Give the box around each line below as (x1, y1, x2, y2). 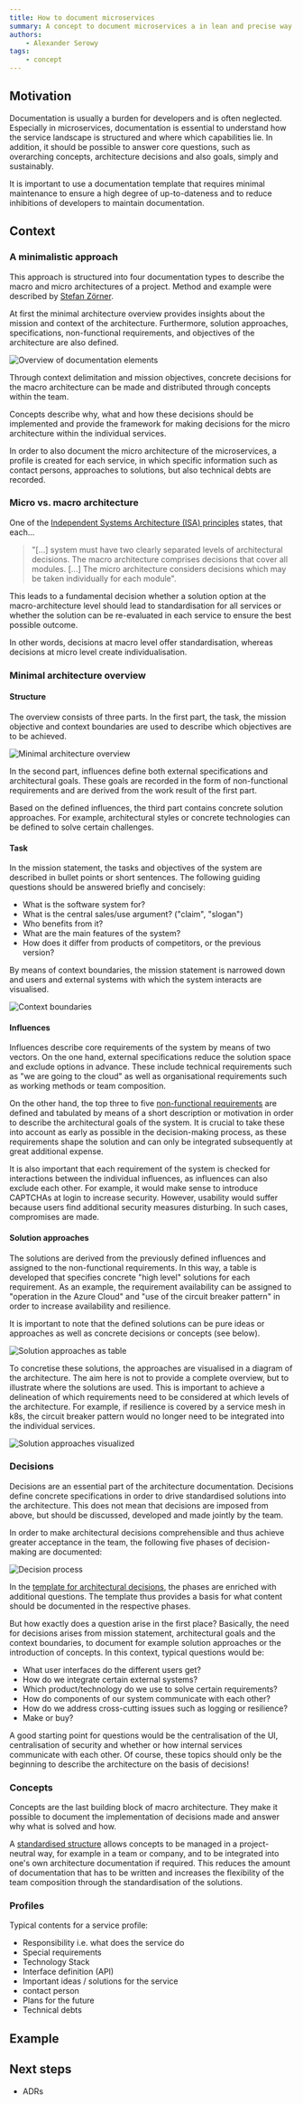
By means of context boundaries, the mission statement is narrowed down (9, 964, 286, 976)
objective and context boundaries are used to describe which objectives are (9, 720, 292, 732)
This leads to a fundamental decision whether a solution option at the (9, 590, 267, 601)
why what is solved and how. (9, 1821, 117, 1832)
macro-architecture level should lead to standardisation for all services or (9, 600, 282, 611)
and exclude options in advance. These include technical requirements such (9, 1061, 293, 1072)
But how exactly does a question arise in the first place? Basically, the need (9, 1618, 289, 1629)
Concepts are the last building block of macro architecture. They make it (9, 1802, 278, 1813)
